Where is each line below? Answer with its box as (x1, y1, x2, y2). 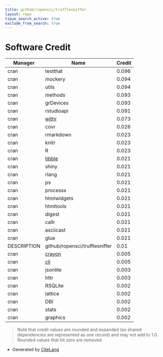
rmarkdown (45, 132, 72, 138)
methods (45, 91, 66, 98)
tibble (45, 155, 58, 162)
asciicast (45, 227, 66, 234)
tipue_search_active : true (5, 16, 60, 21)
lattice (45, 290, 60, 297)
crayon (45, 250, 61, 257)
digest (45, 211, 60, 218)
